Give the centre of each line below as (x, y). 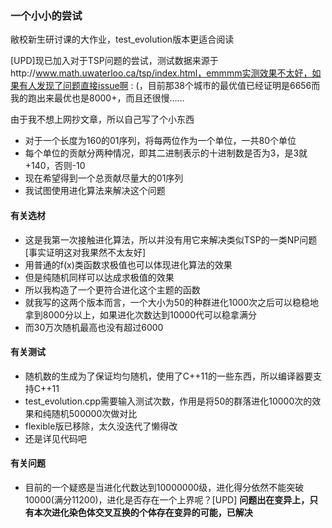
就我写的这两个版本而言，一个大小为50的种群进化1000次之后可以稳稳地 (172, 302)
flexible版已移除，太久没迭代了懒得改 (101, 426)
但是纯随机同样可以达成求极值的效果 (99, 277)
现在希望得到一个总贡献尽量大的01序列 (104, 178)
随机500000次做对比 (94, 413)
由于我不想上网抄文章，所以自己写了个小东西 (102, 119)
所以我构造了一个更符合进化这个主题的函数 (112, 289)
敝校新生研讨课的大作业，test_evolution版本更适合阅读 (122, 39)
